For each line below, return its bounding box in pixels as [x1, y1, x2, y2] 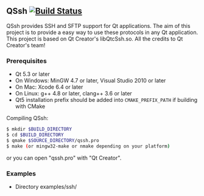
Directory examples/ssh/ [15, 183, 77, 190]
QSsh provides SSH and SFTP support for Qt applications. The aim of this [6, 22, 191, 29]
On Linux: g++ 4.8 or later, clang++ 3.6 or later [15, 90, 132, 97]
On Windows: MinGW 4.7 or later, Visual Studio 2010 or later [15, 77, 166, 84]
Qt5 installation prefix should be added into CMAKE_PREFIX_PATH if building [15, 96, 198, 104]
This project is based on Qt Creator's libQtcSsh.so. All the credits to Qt [6, 35, 183, 42]
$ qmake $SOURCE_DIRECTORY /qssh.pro [6, 137, 99, 143]
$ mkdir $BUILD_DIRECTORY [6, 126, 72, 132]
